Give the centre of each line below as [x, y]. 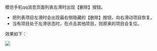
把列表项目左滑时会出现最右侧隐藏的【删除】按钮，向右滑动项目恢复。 [83, 17]
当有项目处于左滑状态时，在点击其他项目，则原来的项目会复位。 [77, 24]
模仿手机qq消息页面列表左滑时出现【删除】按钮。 [55, 7]
